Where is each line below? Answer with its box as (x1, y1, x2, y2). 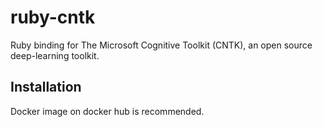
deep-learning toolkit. (10, 49, 100, 61)
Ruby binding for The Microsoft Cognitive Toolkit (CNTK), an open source (10, 39, 313, 51)
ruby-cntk (10, 6, 96, 29)
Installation (10, 79, 82, 96)
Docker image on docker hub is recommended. (10, 105, 205, 117)
